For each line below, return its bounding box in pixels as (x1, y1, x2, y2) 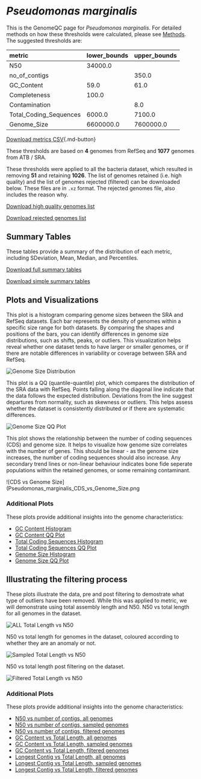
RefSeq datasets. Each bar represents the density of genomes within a (6, 318, 182, 325)
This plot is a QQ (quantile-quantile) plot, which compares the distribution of (6, 379, 195, 386)
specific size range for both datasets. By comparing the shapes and (6, 324, 175, 331)
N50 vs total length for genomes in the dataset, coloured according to (6, 633, 179, 640)
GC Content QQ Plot (14, 531, 65, 539)
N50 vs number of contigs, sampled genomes (14, 721, 129, 728)
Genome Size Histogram (14, 550, 76, 558)
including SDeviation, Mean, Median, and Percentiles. (6, 254, 138, 261)
